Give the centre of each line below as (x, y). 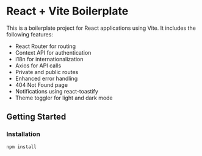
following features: (30, 34)
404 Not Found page (41, 85)
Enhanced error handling (46, 78)
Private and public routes (47, 72)
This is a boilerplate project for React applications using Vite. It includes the (101, 28)
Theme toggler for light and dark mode (64, 98)
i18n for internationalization (49, 59)
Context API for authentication (53, 52)
